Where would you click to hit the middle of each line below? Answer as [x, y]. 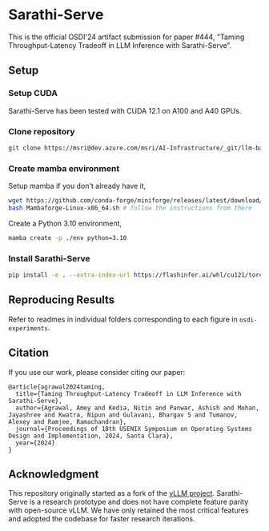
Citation [29, 353]
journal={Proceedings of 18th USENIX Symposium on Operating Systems [134, 429]
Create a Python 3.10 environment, [65, 223]
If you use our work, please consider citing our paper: [97, 372]
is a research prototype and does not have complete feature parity [139, 502]
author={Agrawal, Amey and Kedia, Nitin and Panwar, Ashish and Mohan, [138, 408]
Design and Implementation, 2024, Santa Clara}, [91, 436]
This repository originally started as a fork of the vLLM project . [111, 493]
